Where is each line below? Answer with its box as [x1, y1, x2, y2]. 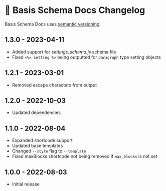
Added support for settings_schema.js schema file [12, 48, 116, 54]
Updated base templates [12, 142, 63, 149]
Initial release [12, 181, 40, 187]
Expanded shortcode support [12, 137, 73, 143]
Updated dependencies [12, 109, 61, 115]
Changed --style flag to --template [12, 148, 86, 154]
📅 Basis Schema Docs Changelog [5, 4, 145, 16]
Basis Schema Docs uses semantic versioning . [5, 21, 101, 27]
